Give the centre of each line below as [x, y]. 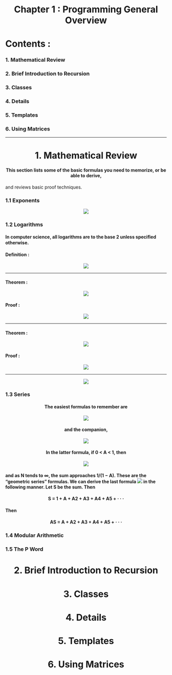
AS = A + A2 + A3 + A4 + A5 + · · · [86, 522]
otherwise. [17, 243]
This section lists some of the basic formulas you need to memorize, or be [86, 170]
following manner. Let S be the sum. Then [50, 487]
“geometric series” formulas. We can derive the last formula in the [81, 481]
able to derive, [86, 176]
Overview [86, 20]
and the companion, [86, 429]
